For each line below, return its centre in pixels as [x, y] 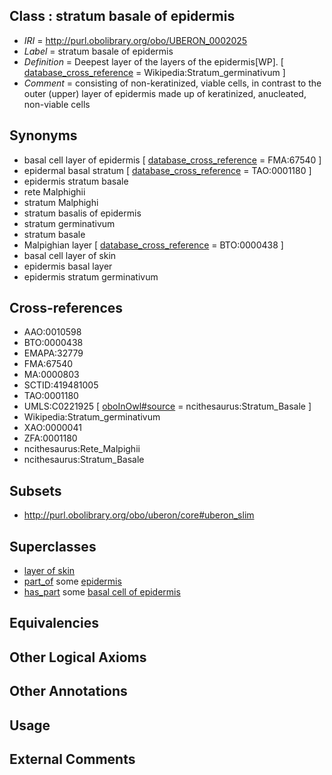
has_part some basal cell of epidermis [102, 592]
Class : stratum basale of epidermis [122, 16]
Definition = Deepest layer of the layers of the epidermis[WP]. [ [153, 61]
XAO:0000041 [52, 428]
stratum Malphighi [61, 202]
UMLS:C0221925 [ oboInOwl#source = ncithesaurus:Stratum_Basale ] [167, 406]
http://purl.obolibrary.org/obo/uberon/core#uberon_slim [139, 515]
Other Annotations [68, 691]
